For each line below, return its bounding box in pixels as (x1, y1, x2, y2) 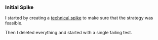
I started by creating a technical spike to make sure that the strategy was (5, 15, 153, 21)
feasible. (5, 20, 23, 26)
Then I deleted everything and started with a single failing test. (5, 30, 132, 36)
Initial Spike (5, 4, 34, 11)
